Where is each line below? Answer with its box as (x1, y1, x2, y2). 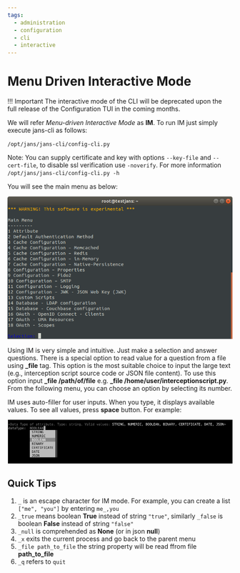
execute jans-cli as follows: (7, 126, 88, 135)
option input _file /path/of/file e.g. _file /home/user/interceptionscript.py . (7, 376, 229, 385)
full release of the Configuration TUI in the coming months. (7, 104, 181, 114)
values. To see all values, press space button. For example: (7, 405, 182, 414)
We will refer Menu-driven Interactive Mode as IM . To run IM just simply (7, 119, 218, 127)
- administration (14, 19, 66, 26)
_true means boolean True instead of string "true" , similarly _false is (17, 512, 224, 520)
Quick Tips (7, 477, 57, 489)
